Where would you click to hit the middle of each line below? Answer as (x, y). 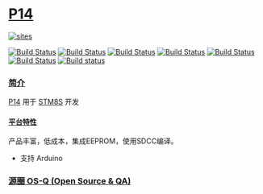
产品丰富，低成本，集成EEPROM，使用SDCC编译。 (93, 141)
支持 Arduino (41, 159)
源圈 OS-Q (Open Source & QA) (70, 181)
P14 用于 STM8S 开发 (44, 102)
